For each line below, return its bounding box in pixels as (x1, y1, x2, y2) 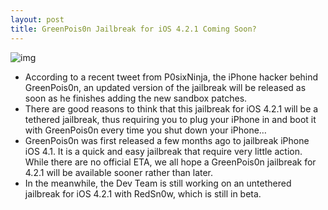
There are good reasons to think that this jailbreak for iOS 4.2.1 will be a (24, 102, 319, 115)
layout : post (10, 14, 65, 25)
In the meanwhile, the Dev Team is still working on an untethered (24, 177, 292, 189)
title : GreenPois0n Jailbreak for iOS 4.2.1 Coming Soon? (10, 24, 257, 34)
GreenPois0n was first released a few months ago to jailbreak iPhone (24, 134, 310, 146)
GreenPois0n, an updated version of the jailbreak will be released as (24, 81, 307, 93)
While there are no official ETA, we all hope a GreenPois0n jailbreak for (24, 156, 317, 168)
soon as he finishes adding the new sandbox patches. (24, 92, 248, 104)
